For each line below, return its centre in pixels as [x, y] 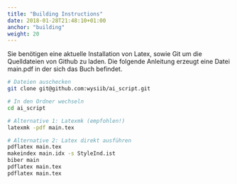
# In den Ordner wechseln [45, 102]
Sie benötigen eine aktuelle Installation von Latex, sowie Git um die [105, 54]
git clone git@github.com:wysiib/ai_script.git [79, 89]
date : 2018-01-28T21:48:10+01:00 [57, 21]
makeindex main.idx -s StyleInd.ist [61, 153]
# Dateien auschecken [39, 82]
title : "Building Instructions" [55, 14]
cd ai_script [27, 108]
